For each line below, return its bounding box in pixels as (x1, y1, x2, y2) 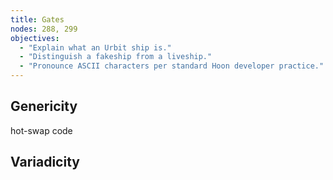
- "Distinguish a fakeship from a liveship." (19, 52, 213, 62)
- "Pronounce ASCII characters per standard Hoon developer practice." (19, 61, 325, 71)
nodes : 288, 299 (10, 24, 78, 34)
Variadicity (10, 154, 80, 171)
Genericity (10, 98, 78, 115)
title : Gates (10, 14, 65, 25)
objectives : (10, 33, 60, 43)
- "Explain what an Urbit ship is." (19, 42, 172, 53)
